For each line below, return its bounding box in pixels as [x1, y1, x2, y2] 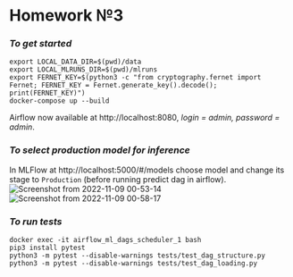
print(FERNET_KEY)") [9, 88, 87, 98]
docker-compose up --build [9, 97, 110, 105]
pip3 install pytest [9, 243, 87, 253]
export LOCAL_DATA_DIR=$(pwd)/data [9, 57, 142, 67]
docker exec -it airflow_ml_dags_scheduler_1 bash [9, 236, 202, 245]
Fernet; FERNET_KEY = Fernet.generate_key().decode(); [9, 81, 218, 90]
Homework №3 [9, 5, 124, 26]
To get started [9, 38, 72, 50]
